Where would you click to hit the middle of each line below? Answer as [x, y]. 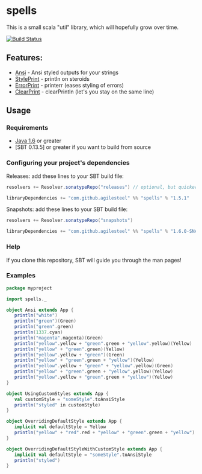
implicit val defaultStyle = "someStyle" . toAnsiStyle [83, 455]
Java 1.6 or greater [38, 141]
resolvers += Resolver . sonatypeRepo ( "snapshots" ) [70, 221]
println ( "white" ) [36, 315]
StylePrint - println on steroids [52, 78]
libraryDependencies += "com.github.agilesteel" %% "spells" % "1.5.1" [98, 198]
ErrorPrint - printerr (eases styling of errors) [69, 85]
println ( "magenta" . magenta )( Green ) [59, 338]
